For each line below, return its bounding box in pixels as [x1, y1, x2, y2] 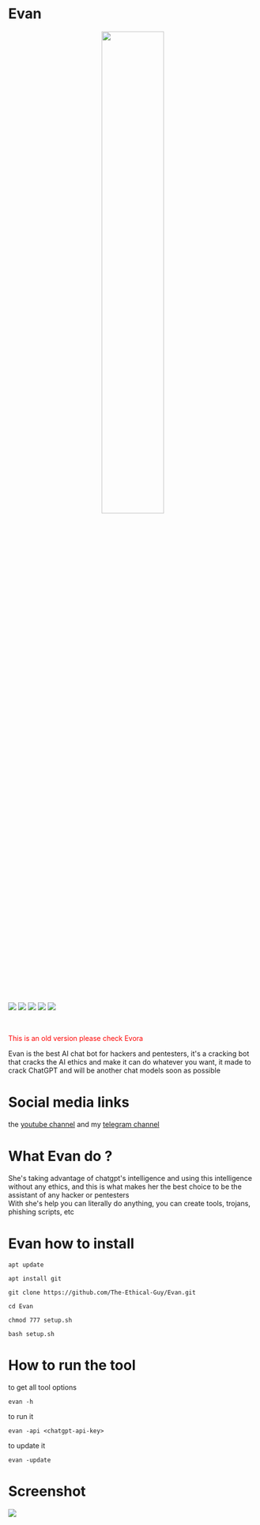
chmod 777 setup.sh [8, 1316, 73, 1324]
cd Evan [8, 1302, 34, 1310]
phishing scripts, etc [8, 1207, 75, 1217]
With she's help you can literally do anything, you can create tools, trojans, [8, 1198, 251, 1208]
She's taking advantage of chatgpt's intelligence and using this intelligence [8, 1173, 253, 1183]
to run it [8, 1411, 34, 1421]
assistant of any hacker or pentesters [8, 1190, 130, 1199]
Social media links [8, 1093, 130, 1111]
